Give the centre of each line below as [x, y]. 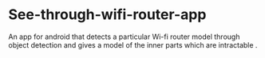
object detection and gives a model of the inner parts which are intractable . [133, 44]
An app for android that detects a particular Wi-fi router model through [124, 37]
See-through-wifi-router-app [107, 15]
